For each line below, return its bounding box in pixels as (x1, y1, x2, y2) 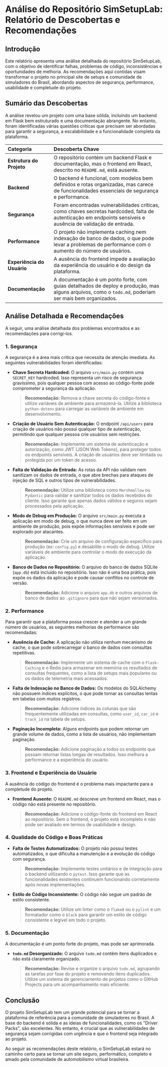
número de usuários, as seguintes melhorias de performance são (5, 624, 139, 630)
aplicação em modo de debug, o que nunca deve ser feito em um (12, 518, 147, 524)
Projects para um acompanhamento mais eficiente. (24, 981, 130, 987)
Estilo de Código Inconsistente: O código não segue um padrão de (12, 891, 151, 897)
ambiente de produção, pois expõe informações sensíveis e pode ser (12, 523, 155, 529)
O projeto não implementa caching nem (53, 228, 146, 235)
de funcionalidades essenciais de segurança (53, 187, 158, 194)
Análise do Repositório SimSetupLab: (5, 4, 163, 15)
